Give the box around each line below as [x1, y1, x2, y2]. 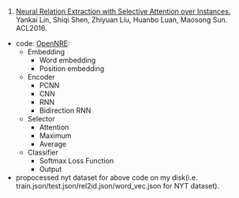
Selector [27, 114, 55, 123]
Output [39, 165, 62, 174]
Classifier [27, 148, 59, 157]
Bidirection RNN [39, 106, 91, 115]
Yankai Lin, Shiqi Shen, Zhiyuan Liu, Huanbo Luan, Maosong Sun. [15, 15, 228, 24]
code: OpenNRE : [15, 39, 70, 48]
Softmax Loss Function [39, 156, 114, 165]
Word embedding [39, 55, 96, 65]
